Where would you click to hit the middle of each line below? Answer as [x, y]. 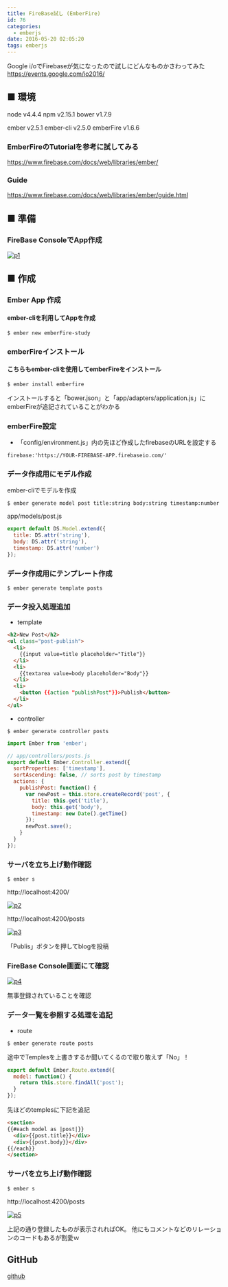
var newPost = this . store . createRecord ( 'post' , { [98, 794]
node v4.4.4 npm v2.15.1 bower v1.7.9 [59, 114]
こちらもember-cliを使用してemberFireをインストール [84, 369]
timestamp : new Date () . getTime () [80, 814]
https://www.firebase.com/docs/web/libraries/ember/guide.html [98, 195]
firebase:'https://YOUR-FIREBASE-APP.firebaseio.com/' [87, 456]
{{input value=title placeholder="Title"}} [83, 654]
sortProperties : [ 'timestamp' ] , [60, 769]
